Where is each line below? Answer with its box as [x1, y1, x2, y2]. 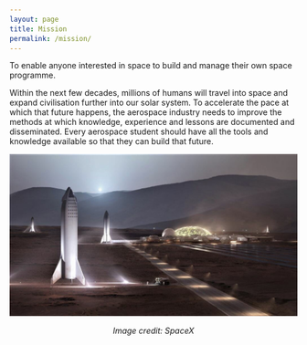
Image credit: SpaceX [112, 325, 195, 336]
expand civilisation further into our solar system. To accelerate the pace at [9, 97, 290, 109]
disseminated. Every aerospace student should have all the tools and [9, 126, 269, 137]
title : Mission [9, 24, 68, 34]
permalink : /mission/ [9, 34, 92, 43]
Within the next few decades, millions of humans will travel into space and [9, 88, 289, 99]
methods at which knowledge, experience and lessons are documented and [9, 117, 295, 128]
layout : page [9, 15, 59, 24]
